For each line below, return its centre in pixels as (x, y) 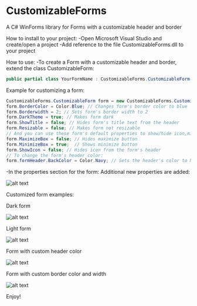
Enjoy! (14, 297)
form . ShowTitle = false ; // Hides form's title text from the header (93, 123)
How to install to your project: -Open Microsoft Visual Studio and (84, 38)
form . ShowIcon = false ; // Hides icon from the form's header (84, 150)
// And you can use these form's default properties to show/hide (89, 134)
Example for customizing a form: (45, 90)
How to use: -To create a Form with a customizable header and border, (91, 62)
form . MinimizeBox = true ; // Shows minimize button (72, 145)
